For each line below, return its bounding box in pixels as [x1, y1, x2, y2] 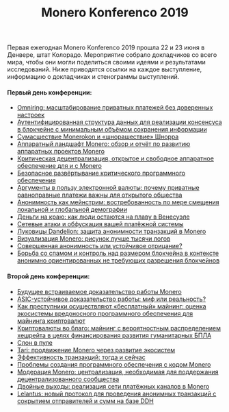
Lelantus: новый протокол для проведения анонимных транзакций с [16, 389, 217, 398]
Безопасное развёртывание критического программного [16, 169, 186, 178]
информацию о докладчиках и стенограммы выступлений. [7, 73, 180, 81]
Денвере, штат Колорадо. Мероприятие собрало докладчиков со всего [7, 51, 217, 59]
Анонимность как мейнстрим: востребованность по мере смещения [16, 198, 219, 206]
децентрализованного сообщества [16, 375, 120, 383]
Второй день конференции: [7, 272, 90, 280]
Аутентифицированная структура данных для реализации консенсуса [16, 118, 222, 126]
